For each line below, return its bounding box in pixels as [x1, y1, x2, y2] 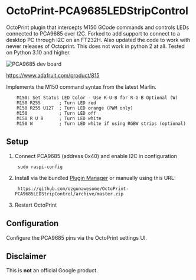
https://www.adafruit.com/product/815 [6, 72, 100, 79]
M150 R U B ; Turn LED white [17, 115, 102, 121]
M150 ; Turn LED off [17, 110, 96, 116]
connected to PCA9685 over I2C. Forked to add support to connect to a [6, 30, 180, 37]
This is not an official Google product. [6, 267, 99, 274]
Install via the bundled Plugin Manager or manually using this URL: [14, 174, 176, 181]
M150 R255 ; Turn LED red [17, 99, 96, 106]
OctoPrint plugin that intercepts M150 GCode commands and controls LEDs [6, 24, 190, 31]
